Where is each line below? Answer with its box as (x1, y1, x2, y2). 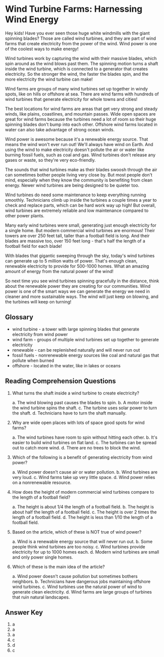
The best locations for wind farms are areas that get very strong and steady (5, 106, 158, 112)
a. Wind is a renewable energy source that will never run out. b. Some (12, 538, 153, 544)
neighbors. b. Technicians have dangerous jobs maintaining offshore (12, 578, 151, 584)
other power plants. (5, 212, 45, 218)
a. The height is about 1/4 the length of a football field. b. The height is (12, 504, 154, 509)
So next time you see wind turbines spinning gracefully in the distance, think (5, 278, 159, 284)
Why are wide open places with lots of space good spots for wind (12, 419, 145, 425)
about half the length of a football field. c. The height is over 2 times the (12, 509, 157, 515)
